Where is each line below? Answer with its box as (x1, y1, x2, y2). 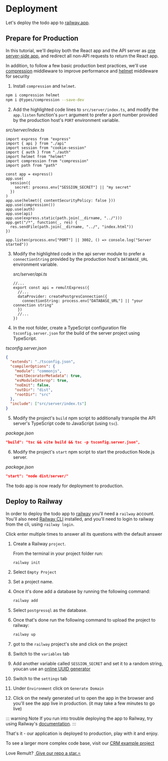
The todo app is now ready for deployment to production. (5, 483, 124, 489)
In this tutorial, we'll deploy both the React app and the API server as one (5, 47, 156, 53)
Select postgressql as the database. (12, 607, 87, 614)
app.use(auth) (5, 207, 35, 212)
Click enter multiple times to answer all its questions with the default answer (5, 531, 162, 537)
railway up (12, 632, 36, 637)
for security (5, 73, 29, 79)
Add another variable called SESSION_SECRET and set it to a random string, (12, 661, 163, 667)
